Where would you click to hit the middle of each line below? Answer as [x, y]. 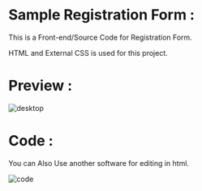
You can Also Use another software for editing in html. [99, 163]
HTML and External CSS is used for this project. [88, 53]
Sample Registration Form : [101, 15]
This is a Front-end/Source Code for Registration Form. [100, 37]
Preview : [41, 86]
